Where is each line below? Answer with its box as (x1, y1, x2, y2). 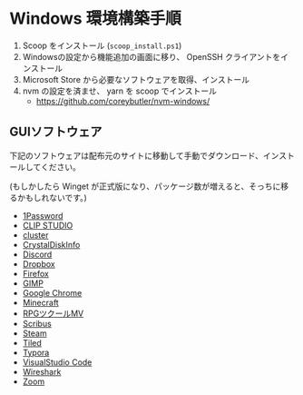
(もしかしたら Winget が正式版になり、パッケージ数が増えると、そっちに (9, 181, 281, 192)
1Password (22, 210, 64, 221)
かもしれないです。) (16, 192, 88, 202)
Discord (22, 249, 53, 260)
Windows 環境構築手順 (9, 8, 181, 29)
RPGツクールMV (22, 308, 84, 319)
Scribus (22, 318, 52, 329)
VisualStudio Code (22, 356, 93, 368)
